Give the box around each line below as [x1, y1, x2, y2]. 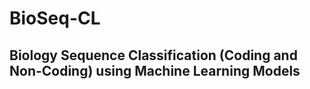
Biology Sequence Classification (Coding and [9, 47, 298, 64]
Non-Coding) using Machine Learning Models [9, 62, 301, 79]
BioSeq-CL [9, 7, 101, 30]
